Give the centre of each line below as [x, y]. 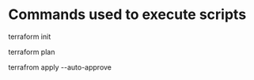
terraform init [30, 36]
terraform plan [32, 51]
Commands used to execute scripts [127, 15]
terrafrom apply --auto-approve [60, 67]
